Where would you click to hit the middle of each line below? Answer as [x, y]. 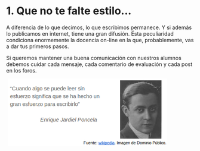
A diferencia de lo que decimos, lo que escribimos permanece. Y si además [99, 27]
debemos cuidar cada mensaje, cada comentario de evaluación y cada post [99, 64]
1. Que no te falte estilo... [69, 11]
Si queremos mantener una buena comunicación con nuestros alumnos [94, 58]
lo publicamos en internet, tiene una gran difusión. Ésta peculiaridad [90, 33]
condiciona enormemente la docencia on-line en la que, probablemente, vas [100, 40]
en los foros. [21, 70]
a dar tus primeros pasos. [38, 46]
